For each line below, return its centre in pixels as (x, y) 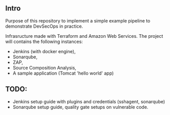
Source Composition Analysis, (45, 67)
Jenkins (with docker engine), (44, 51)
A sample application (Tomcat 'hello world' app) (63, 73)
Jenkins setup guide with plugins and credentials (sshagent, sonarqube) (89, 101)
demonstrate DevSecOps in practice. (44, 26)
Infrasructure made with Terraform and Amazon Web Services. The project (84, 36)
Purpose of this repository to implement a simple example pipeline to (78, 20)
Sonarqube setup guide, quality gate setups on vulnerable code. (80, 107)
